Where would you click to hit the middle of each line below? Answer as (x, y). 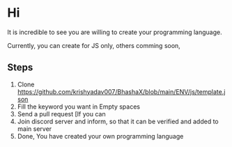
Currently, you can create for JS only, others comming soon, (94, 45)
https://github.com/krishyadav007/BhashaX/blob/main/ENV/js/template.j (121, 91)
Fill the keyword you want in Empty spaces (79, 107)
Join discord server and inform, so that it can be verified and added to (118, 121)
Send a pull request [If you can (61, 114)
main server (34, 129)
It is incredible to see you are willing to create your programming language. (115, 32)
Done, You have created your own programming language (100, 136)
